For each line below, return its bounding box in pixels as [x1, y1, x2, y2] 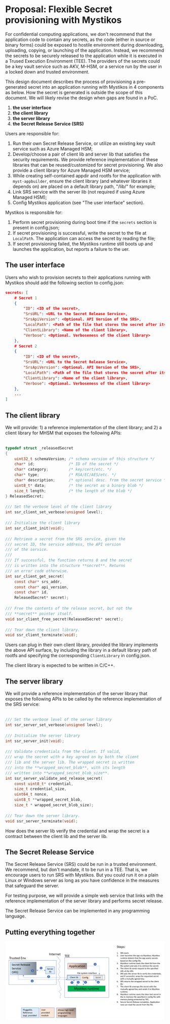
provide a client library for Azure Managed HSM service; [12, 167, 131, 173]
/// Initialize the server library [5, 733, 80, 738]
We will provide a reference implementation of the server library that [5, 691, 148, 697]
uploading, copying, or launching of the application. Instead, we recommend [5, 47, 164, 53]
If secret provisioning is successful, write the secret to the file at [12, 230, 147, 236]
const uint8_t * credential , [14, 781, 73, 786]
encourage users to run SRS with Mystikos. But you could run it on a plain [5, 872, 158, 878]
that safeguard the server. [5, 883, 59, 889]
